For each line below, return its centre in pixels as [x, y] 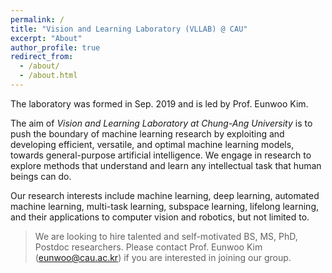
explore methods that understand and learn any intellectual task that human [166, 165]
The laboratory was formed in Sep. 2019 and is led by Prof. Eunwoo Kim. [159, 103]
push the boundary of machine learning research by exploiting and [147, 133]
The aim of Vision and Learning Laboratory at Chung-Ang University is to [161, 123]
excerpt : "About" [46, 38]
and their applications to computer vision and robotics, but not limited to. [160, 217]
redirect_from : [42, 57]
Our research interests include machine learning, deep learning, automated [165, 195]
